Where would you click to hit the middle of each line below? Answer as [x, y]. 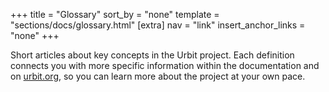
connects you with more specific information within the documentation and [165, 65]
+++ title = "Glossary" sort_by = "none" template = [115, 14]
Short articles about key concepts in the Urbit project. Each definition [152, 55]
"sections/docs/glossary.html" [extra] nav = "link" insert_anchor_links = [158, 25]
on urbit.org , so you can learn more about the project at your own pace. [158, 76]
